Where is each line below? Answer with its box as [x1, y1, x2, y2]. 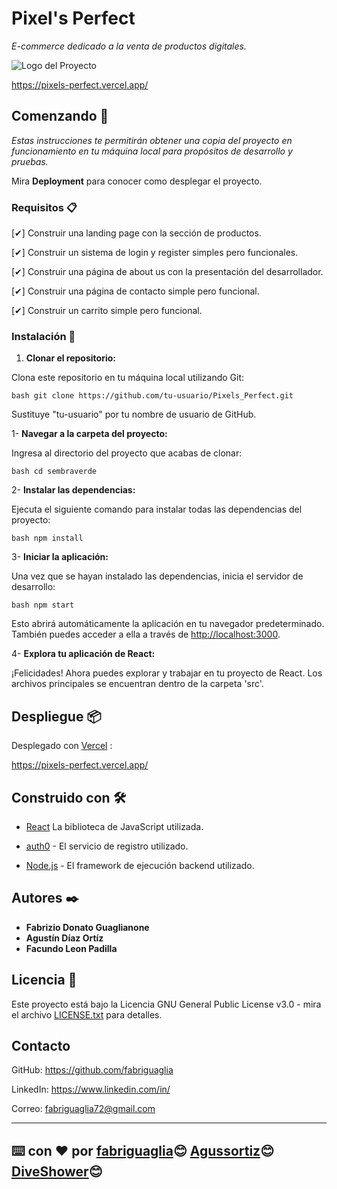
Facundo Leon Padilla [25, 942, 118, 954]
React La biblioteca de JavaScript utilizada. [25, 820, 204, 832]
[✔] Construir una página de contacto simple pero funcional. [11, 285, 260, 297]
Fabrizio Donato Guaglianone [25, 921, 150, 933]
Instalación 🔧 [11, 329, 76, 343]
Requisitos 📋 [11, 200, 78, 214]
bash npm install [11, 533, 84, 544]
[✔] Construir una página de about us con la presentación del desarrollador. [11, 266, 324, 278]
